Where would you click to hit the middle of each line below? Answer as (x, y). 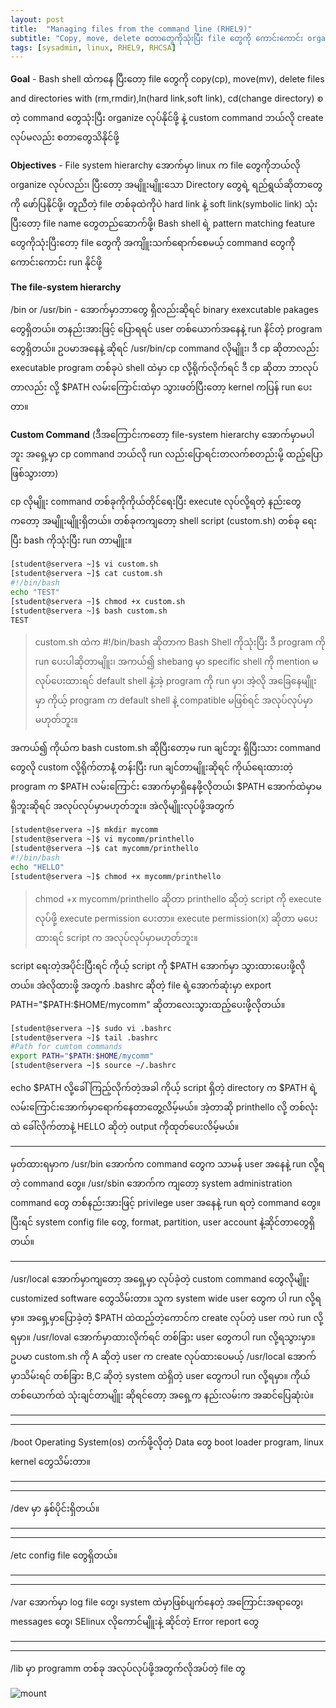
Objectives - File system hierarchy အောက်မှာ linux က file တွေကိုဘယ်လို (155, 165)
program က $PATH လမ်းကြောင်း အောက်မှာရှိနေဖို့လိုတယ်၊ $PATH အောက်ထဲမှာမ (166, 787)
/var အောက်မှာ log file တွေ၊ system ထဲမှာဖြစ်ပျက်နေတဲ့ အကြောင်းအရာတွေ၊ (157, 1602)
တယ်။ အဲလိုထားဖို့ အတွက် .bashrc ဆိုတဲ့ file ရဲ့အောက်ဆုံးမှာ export (141, 985)
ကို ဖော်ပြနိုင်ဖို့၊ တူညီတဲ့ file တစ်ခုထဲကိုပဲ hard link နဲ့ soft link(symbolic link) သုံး (164, 204)
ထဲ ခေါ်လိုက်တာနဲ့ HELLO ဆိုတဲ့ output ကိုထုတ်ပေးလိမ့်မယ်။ (125, 1126)
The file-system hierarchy (66, 287)
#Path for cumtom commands (66, 1047)
